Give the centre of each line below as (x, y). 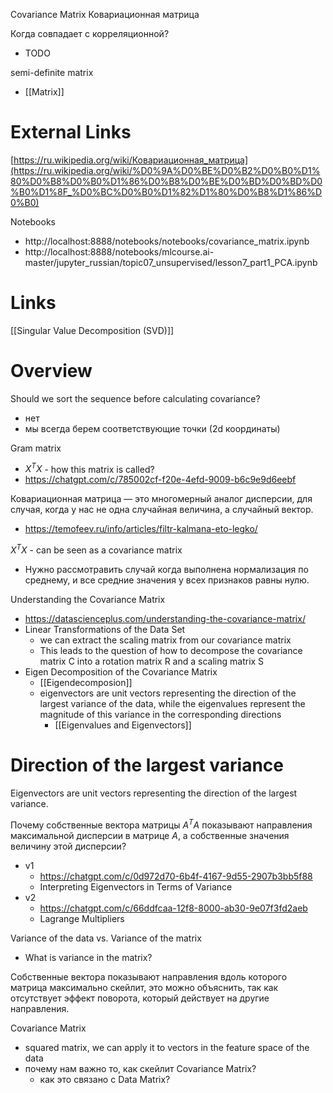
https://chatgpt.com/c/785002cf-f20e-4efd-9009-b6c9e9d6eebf (160, 480)
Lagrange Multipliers (82, 918)
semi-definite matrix (52, 72)
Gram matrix (36, 448)
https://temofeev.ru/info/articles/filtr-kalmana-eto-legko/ (141, 529)
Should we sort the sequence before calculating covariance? (135, 398)
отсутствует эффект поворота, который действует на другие (140, 998)
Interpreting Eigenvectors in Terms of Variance (136, 886)
